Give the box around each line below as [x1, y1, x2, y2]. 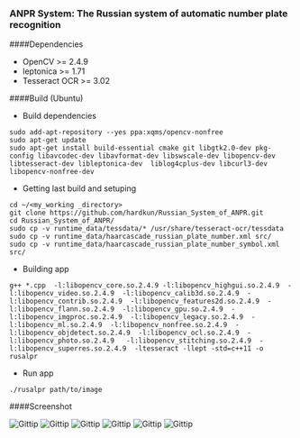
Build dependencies [22, 111, 97, 122]
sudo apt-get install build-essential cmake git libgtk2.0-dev [9, 143, 252, 153]
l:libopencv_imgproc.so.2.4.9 [9, 313, 123, 322]
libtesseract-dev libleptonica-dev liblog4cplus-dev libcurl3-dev [9, 160, 268, 169]
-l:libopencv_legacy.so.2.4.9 [130, 313, 244, 322]
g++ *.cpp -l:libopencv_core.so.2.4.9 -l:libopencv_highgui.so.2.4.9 [9, 281, 280, 290]
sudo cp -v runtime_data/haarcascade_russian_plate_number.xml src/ [9, 233, 272, 242]
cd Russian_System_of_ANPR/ [9, 216, 115, 225]
